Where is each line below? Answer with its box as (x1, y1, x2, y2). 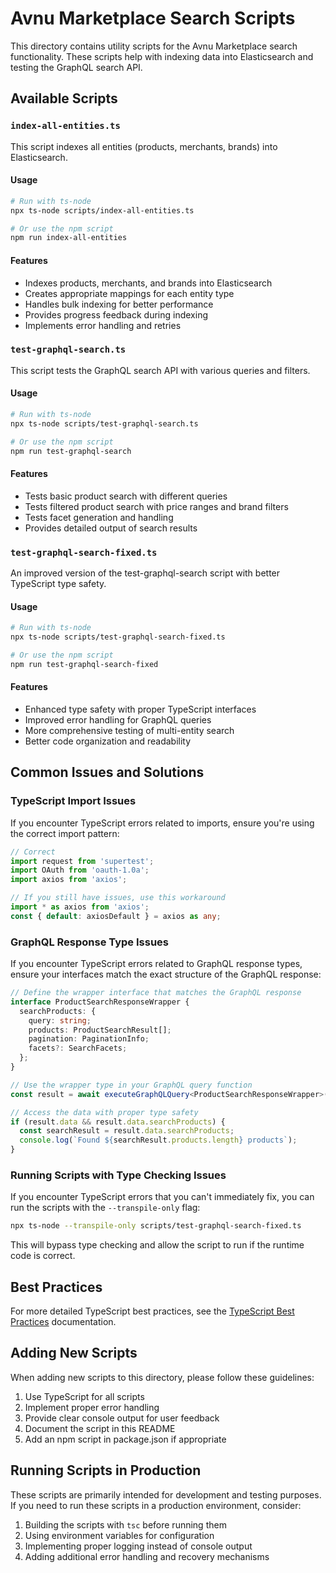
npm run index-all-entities (10, 233, 128, 243)
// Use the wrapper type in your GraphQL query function (10, 1080, 253, 1090)
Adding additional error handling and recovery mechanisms (24, 1550, 270, 1562)
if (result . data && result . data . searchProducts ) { (10, 1117, 226, 1127)
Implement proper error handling (24, 1401, 160, 1413)
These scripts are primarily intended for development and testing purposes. (10, 1488, 322, 1501)
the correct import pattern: (10, 827, 120, 839)
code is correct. (10, 1250, 76, 1262)
